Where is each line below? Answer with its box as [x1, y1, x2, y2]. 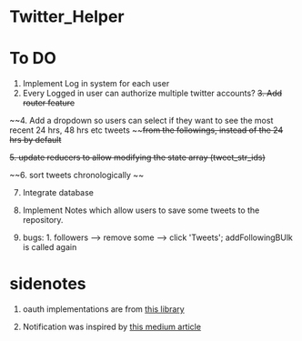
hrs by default [9, 135, 62, 145]
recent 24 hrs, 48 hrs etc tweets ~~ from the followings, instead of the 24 [9, 125, 284, 135]
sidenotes [9, 274, 86, 295]
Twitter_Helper [9, 6, 125, 27]
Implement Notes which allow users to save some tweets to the [22, 205, 260, 216]
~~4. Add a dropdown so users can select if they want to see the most [9, 115, 274, 126]
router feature [22, 97, 75, 108]
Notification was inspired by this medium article [22, 321, 202, 333]
